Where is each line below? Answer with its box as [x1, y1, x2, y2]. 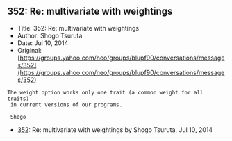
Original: [17, 46, 42, 54]
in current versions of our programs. [10, 101, 123, 108]
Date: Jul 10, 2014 [17, 38, 69, 47]
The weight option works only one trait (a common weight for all [7, 89, 204, 96]
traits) [7, 95, 30, 102]
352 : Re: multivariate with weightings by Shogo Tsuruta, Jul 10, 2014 [17, 125, 213, 134]
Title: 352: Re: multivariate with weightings [17, 24, 140, 32]
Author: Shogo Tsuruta [17, 31, 83, 40]
